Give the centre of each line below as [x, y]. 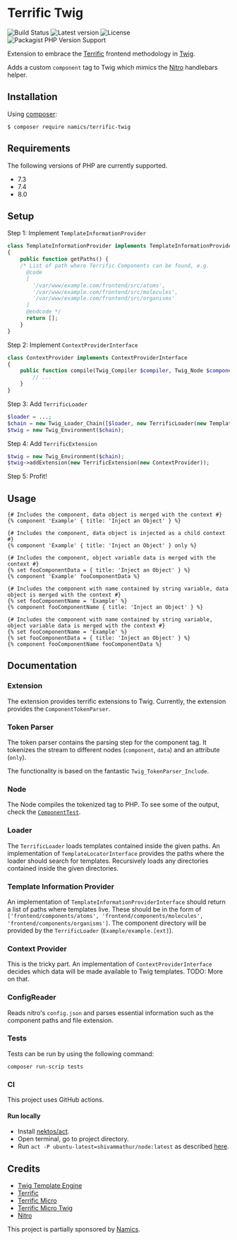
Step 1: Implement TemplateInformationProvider [77, 233]
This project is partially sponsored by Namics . [74, 1229]
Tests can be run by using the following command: [81, 1054]
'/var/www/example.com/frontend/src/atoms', [99, 286]
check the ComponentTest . [44, 812]
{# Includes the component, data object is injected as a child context [116, 534]
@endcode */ [43, 312]
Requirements [39, 148]
